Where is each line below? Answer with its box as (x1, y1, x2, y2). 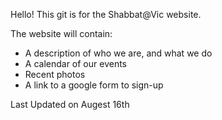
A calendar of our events (24, 58, 127, 69)
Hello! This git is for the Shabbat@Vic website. (10, 9, 202, 20)
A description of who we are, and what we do (24, 47, 213, 59)
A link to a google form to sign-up (24, 79, 164, 91)
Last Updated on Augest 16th (10, 99, 130, 110)
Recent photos (24, 69, 86, 80)
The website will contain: (10, 28, 113, 39)
